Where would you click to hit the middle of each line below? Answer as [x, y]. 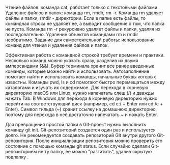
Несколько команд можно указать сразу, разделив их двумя [72, 60]
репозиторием [21, 152]
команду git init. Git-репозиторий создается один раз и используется [80, 130]
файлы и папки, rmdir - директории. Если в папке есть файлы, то [76, 18]
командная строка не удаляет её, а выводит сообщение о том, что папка [85, 23]
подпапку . [17, 157]
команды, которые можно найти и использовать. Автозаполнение [77, 71]
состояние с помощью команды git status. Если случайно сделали [78, 146]
